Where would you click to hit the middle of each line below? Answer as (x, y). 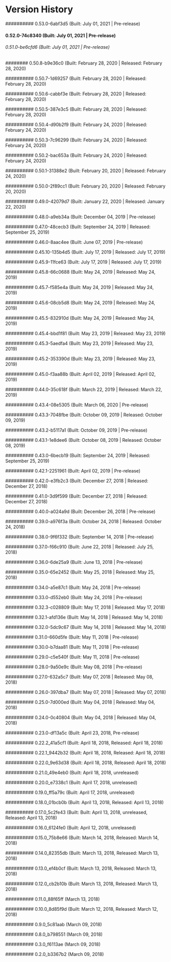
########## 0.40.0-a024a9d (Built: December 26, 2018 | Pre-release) (80, 511)
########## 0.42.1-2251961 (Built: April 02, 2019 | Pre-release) (73, 470)
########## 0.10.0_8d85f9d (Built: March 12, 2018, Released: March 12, (82, 909)
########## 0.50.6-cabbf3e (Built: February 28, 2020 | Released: (76, 94)
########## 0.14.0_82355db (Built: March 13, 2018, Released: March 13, (82, 853)
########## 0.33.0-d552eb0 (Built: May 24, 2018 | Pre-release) (74, 597)
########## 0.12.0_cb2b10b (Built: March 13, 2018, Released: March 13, (82, 884)
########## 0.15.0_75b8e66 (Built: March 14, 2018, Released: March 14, (82, 837)
